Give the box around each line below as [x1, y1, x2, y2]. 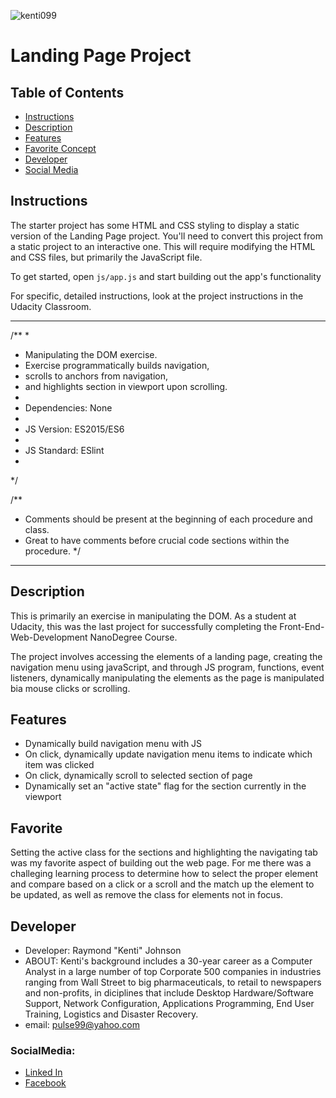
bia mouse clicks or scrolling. [10, 682, 131, 694]
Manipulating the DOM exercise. [24, 348, 158, 360]
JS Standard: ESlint [24, 444, 105, 456]
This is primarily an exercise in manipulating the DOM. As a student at [10, 610, 297, 622]
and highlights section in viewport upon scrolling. [24, 380, 228, 392]
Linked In [24, 1066, 63, 1079]
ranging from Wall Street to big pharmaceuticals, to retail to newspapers [24, 976, 322, 989]
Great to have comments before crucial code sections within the [24, 534, 290, 546]
